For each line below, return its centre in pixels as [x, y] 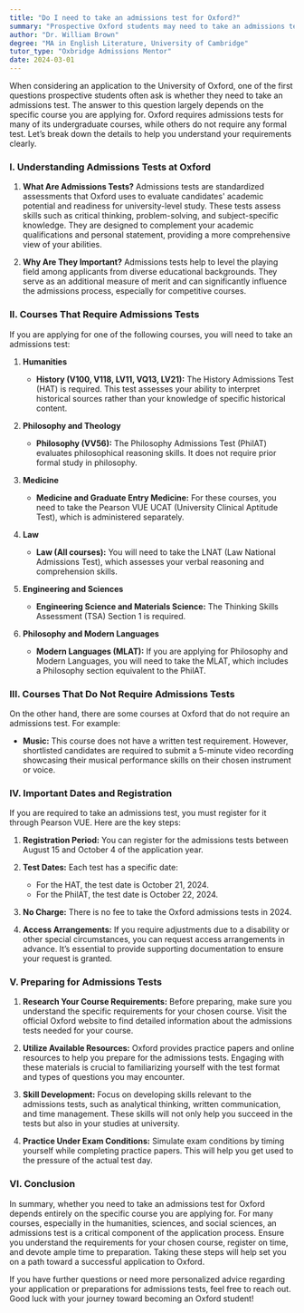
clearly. [23, 143]
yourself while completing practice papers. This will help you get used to [158, 1151]
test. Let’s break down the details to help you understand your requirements [151, 134]
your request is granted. [67, 958]
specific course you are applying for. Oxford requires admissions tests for [147, 115]
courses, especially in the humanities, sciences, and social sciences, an [143, 1223]
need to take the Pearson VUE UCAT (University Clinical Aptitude [157, 507]
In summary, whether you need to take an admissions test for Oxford [137, 1203]
